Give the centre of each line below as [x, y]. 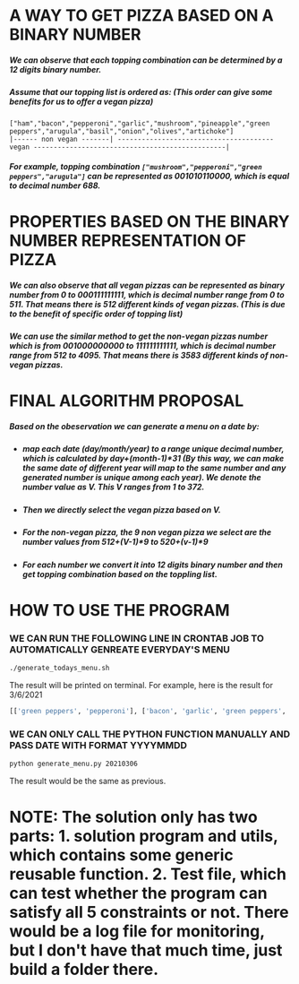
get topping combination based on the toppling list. [120, 574]
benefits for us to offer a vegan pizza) [81, 102]
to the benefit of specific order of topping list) [96, 314]
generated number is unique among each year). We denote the [141, 478]
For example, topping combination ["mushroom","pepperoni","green [136, 167]
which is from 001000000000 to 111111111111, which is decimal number [142, 346]
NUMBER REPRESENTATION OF [128, 241]
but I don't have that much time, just [146, 950]
